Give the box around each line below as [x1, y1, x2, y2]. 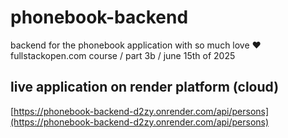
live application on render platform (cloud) [10, 79, 280, 96]
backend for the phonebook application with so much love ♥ [10, 39, 262, 51]
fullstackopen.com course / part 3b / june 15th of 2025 [10, 49, 236, 61]
